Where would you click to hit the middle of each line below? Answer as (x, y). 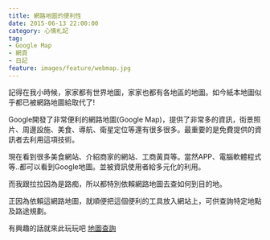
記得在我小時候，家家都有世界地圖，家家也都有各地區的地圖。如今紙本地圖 (131, 92)
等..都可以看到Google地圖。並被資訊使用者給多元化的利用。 (107, 167)
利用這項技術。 (54, 139)
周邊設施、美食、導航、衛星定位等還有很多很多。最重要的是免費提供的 (138, 129)
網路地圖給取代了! (65, 102)
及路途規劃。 (29, 211)
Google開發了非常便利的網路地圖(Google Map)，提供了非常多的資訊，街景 (131, 119)
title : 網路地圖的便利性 (45, 16)
